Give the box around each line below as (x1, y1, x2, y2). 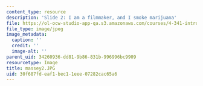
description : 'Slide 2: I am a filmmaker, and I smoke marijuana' (6, 15, 177, 21)
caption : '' (11, 37, 42, 43)
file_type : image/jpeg (6, 25, 63, 32)
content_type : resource (6, 8, 66, 15)
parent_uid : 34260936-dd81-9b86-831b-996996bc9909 (6, 54, 137, 60)
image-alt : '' (11, 48, 47, 55)
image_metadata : (6, 31, 47, 38)
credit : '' (11, 43, 39, 49)
